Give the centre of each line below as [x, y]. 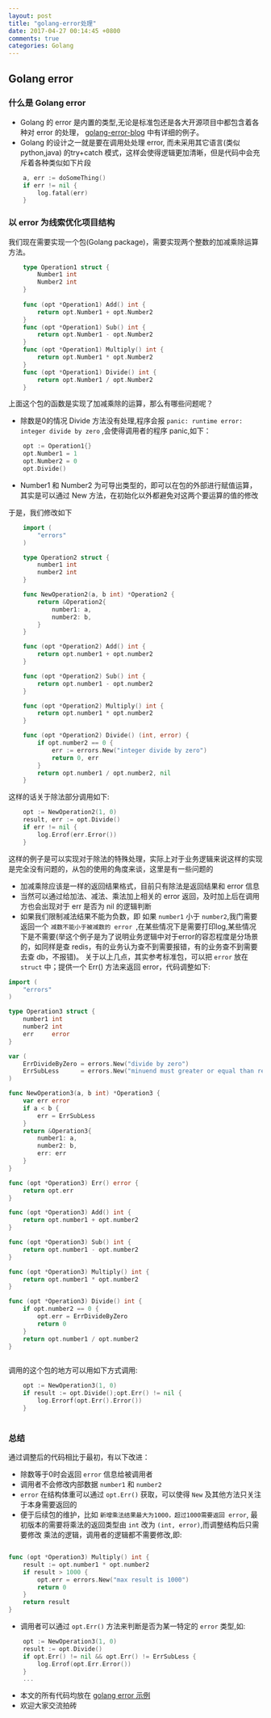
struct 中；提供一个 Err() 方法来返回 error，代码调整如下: [115, 967]
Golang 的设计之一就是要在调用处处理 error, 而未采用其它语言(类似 [130, 142]
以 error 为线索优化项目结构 [62, 223]
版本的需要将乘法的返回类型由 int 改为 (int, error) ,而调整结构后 [136, 1525]
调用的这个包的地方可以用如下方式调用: [73, 1371]
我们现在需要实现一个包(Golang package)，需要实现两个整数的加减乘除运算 [133, 242]
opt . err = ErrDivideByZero [83, 1317]
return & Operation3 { [57, 1131]
